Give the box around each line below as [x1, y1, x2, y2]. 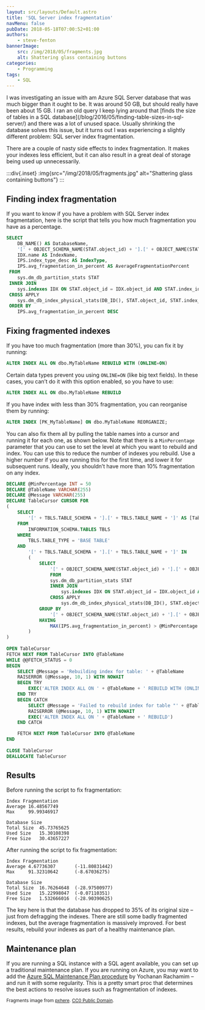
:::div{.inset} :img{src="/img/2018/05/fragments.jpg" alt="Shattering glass [6, 169, 193, 177]
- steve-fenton [17, 37, 56, 43]
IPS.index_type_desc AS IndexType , [17, 257, 108, 264]
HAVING [38, 617, 56, 624]
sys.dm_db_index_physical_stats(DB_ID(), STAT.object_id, [17, 297, 168, 303]
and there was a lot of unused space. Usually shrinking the [27, 120, 175, 127]
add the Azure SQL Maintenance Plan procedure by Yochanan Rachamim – [6, 973, 194, 980]
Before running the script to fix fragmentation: [6, 786, 122, 794]
